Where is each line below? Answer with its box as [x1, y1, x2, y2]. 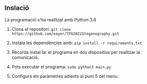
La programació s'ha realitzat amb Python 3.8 [4, 17, 96, 22]
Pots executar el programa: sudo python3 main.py [11, 64, 111, 69]
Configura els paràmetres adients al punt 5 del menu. [11, 73, 119, 79]
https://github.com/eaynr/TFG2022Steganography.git [11, 31, 119, 36]
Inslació [4, 4, 29, 12]
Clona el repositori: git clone [11, 26, 71, 32]
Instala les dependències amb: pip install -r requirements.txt [11, 40, 143, 46]
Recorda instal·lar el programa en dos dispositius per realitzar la [11, 49, 140, 55]
